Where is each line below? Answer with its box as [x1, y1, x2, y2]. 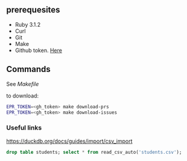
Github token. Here [14, 47, 62, 54]
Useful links [6, 123, 42, 132]
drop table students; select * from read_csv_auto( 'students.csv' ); [6, 149, 182, 155]
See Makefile [6, 80, 39, 87]
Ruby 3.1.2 [14, 21, 41, 28]
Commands [6, 64, 51, 74]
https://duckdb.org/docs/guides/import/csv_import [6, 137, 133, 145]
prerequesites [6, 5, 60, 15]
